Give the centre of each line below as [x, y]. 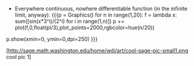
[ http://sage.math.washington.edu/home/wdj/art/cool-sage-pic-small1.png [97, 51]
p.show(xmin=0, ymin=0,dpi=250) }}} [52, 39]
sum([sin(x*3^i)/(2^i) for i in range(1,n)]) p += [69, 21]
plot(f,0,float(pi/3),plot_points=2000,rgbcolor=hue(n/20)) [85, 27]
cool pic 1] [19, 57]
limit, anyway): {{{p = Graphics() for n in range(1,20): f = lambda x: [96, 15]
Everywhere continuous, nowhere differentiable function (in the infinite [101, 9]
